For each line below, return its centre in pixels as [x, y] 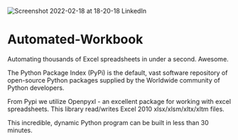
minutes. [20, 130]
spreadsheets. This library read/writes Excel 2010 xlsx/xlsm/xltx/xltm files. [116, 109]
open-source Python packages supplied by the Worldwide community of [114, 80]
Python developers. [36, 88]
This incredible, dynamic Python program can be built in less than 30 [108, 122]
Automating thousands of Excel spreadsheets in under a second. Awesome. [118, 59]
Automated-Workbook [75, 40]
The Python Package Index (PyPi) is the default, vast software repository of [118, 72]
